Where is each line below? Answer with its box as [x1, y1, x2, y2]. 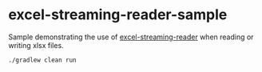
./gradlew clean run [8, 56, 77, 64]
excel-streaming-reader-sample [8, 6, 228, 24]
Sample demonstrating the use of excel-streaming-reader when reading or [8, 32, 254, 42]
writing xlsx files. [8, 40, 64, 50]
